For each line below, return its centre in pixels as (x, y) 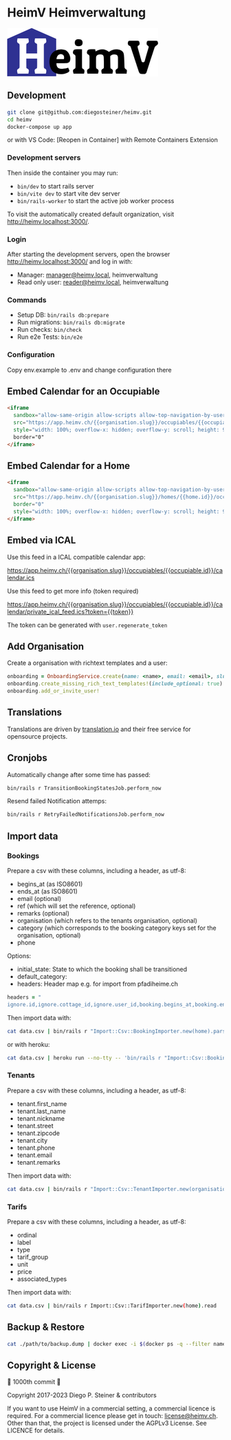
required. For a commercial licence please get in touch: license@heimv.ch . (112, 1416)
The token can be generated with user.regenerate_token (87, 625)
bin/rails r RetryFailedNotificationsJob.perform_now (86, 815)
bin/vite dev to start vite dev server (68, 193)
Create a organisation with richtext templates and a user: (87, 663)
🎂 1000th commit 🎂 (34, 1382)
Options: (19, 956)
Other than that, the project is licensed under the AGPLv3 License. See (107, 1423)
